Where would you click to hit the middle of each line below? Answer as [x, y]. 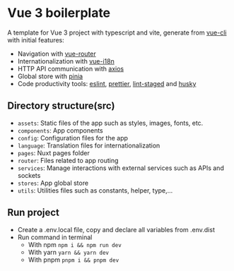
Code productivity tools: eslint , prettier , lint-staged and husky [107, 83]
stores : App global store [53, 183]
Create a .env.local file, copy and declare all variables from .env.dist [116, 229]
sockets [29, 175]
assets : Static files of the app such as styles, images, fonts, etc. [110, 123]
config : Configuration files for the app [73, 138]
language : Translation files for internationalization [89, 145]
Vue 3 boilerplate [59, 13]
